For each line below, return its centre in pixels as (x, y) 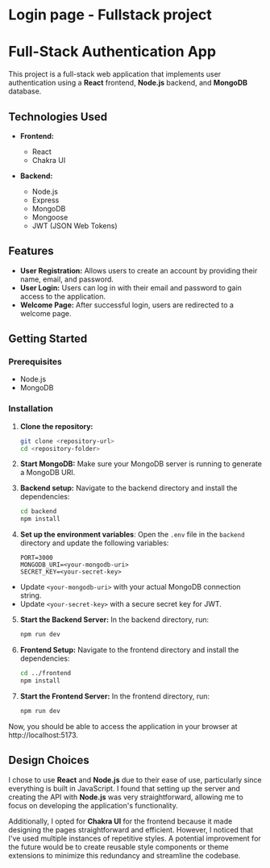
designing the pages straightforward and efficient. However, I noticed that (131, 829)
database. (25, 91)
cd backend (38, 511)
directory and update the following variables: (94, 543)
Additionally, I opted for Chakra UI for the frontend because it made (120, 821)
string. (31, 595)
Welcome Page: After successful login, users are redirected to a (127, 305)
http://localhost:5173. (44, 735)
